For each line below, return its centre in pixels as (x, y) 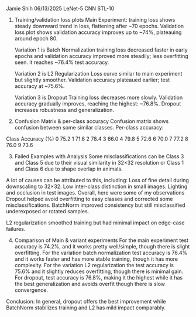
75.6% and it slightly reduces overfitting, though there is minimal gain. (99, 271)
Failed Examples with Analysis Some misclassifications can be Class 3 (99, 156)
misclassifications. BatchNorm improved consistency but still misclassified (96, 205)
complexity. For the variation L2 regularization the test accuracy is (94, 265)
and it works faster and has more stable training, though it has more (96, 259)
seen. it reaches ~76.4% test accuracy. (62, 62)
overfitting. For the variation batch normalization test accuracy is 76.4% (101, 253)
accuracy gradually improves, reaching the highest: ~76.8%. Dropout (98, 104)
